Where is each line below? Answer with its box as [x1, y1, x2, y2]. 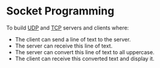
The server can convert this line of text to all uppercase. [14, 48, 155, 55]
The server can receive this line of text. [14, 42, 113, 49]
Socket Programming [6, 4, 115, 18]
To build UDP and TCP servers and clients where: [6, 24, 129, 31]
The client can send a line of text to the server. [14, 36, 131, 43]
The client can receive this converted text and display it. [14, 55, 155, 62]
